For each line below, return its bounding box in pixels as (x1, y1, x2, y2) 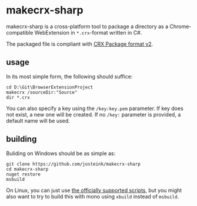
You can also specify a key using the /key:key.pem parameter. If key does (6, 105, 183, 112)
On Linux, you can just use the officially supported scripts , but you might (6, 187, 182, 194)
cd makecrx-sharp (6, 166, 49, 172)
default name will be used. (6, 117, 71, 124)
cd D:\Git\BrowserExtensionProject (6, 84, 94, 90)
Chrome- (169, 23, 192, 30)
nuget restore (6, 171, 41, 177)
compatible (6, 29, 34, 36)
